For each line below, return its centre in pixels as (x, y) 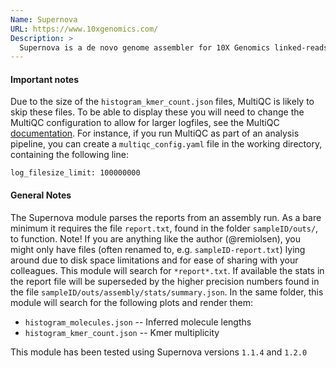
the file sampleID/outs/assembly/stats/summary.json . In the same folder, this (167, 292)
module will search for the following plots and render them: (131, 302)
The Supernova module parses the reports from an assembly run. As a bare (166, 217)
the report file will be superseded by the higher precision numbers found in (165, 281)
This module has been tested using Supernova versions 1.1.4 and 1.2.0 (159, 352)
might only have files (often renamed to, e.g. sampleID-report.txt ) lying (158, 249)
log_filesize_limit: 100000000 (75, 173)
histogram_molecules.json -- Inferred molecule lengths (138, 322)
